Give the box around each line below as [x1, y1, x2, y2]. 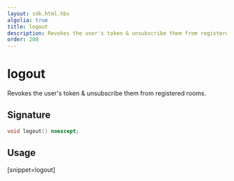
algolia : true [7, 17, 49, 24]
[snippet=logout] [7, 165, 56, 174]
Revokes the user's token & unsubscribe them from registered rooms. [7, 89, 207, 97]
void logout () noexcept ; [7, 127, 79, 134]
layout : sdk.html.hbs [7, 10, 70, 17]
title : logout [7, 23, 49, 30]
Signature [7, 109, 51, 121]
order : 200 [7, 36, 39, 43]
